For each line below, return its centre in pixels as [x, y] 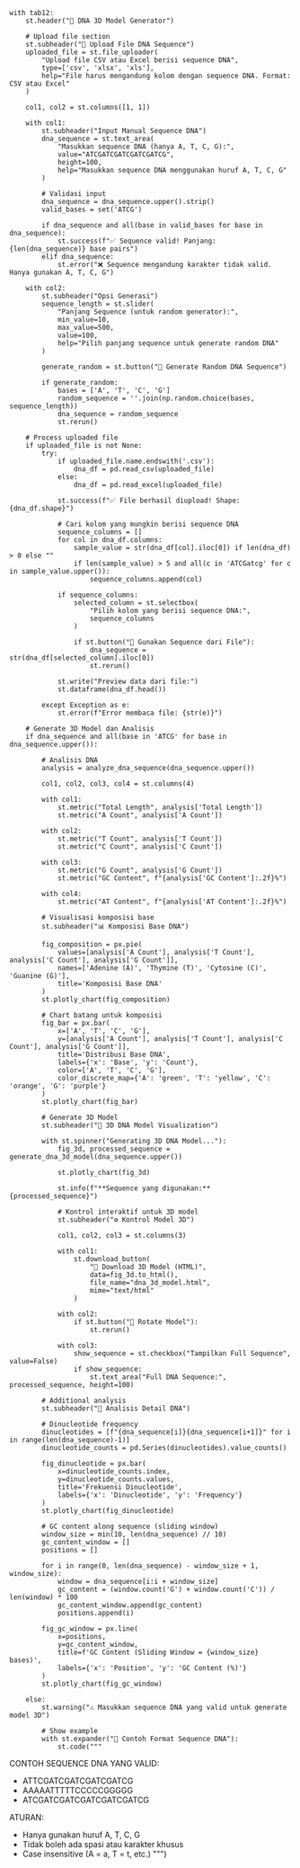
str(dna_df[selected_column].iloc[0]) [82, 658]
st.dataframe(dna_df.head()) [112, 689]
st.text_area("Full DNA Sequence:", [158, 1377]
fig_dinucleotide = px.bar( [94, 1463]
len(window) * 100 [44, 1597]
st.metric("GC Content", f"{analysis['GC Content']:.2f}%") [172, 878]
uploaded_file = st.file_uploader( [92, 52]
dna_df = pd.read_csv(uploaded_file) [144, 469]
